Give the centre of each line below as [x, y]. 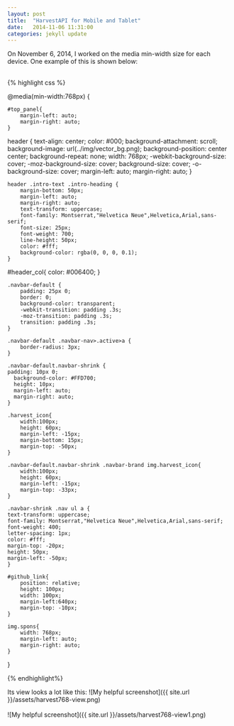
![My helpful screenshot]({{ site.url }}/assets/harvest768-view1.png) [107, 715]
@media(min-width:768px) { [49, 97]
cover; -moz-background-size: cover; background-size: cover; [99, 164]
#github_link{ [28, 577]
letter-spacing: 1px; [39, 534]
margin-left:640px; [49, 602]
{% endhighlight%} [35, 678]
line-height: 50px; [49, 241]
